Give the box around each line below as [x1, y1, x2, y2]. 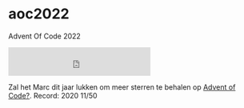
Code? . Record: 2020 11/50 [8, 90, 98, 100]
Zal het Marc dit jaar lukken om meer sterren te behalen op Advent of [8, 82, 236, 92]
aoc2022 [8, 5, 70, 23]
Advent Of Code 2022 [8, 31, 82, 41]
